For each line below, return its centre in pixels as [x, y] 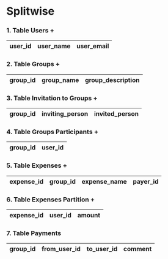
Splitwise [31, 11]
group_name [60, 80]
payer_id [146, 181]
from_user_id [61, 249]
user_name [54, 46]
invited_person [116, 114]
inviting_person [65, 114]
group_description [112, 80]
